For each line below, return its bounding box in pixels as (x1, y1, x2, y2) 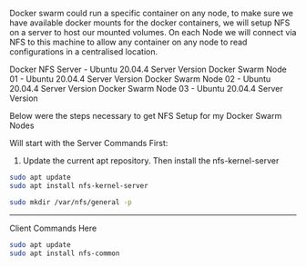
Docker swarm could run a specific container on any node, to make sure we (9, 8, 294, 18)
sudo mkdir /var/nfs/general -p (9, 197, 132, 207)
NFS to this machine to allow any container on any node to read (9, 36, 248, 47)
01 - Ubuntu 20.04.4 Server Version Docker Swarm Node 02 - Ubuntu (9, 74, 271, 84)
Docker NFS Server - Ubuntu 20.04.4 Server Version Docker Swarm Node (9, 64, 287, 74)
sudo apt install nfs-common (9, 249, 120, 258)
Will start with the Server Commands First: (9, 138, 168, 148)
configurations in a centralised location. (9, 46, 158, 57)
